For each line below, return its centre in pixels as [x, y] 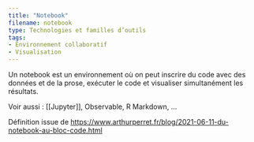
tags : [17, 37]
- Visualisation [35, 52]
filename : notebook [40, 23]
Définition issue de [39, 122]
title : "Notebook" [38, 15]
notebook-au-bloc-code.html [55, 130]
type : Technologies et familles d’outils [77, 30]
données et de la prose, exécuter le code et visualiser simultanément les [126, 83]
